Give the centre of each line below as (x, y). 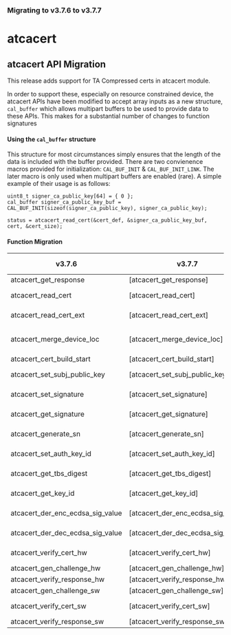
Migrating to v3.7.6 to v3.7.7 (54, 10)
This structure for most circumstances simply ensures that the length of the (114, 154)
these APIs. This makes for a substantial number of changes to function (108, 116)
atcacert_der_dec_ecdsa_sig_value (66, 533)
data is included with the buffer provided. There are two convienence (105, 162)
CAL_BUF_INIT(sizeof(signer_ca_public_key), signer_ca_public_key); (107, 209)
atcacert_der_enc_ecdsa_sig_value (66, 513)
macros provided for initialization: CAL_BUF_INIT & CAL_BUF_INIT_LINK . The (111, 169)
